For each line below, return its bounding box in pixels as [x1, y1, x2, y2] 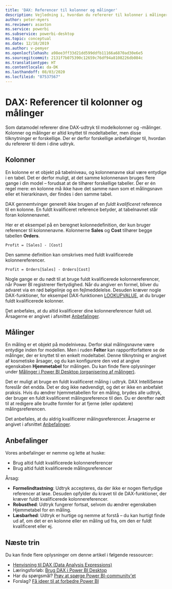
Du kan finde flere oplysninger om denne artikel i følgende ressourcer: [5, 552, 154, 558]
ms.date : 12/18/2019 [5, 41, 50, 46]
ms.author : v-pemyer [5, 46, 50, 51]
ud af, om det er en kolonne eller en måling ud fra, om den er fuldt [12, 518, 152, 524]
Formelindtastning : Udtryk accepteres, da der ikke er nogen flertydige [12, 485, 163, 492]
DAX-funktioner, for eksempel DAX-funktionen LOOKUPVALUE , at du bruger [5, 292, 166, 298]
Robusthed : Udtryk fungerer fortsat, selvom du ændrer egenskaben [12, 501, 157, 508]
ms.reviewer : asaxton [5, 22, 52, 27]
